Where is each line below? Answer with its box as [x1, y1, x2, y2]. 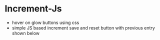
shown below [11, 30, 39, 36]
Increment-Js [4, 3, 62, 14]
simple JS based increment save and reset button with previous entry [11, 24, 155, 30]
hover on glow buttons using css [11, 19, 79, 25]
